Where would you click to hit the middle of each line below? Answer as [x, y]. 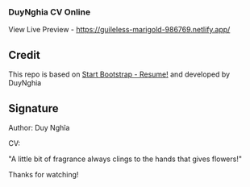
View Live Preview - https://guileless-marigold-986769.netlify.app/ [119, 30]
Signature [33, 108]
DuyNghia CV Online [50, 12]
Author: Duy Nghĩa [39, 127]
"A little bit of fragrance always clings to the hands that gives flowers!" [125, 159]
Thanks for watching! [44, 174]
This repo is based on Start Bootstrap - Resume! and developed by [119, 74]
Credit [24, 55]
